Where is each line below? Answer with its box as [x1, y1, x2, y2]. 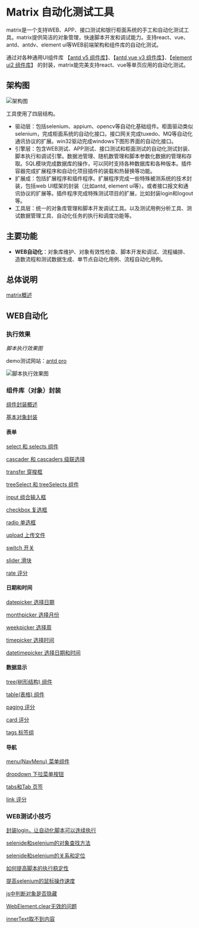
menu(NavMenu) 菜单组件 [6, 758, 70, 765]
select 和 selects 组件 [6, 443, 59, 450]
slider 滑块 [6, 556, 32, 563]
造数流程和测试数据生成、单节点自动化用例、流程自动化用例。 [14, 256, 166, 263]
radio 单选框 [6, 519, 36, 526]
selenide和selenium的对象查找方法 [6, 839, 91, 846]
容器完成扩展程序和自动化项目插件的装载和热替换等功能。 [14, 167, 156, 175]
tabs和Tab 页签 [6, 783, 43, 790]
